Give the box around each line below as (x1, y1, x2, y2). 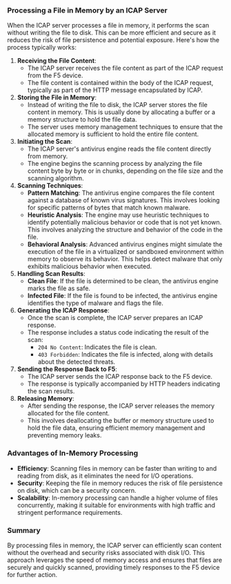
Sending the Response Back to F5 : (17, 365, 117, 373)
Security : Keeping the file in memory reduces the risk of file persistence (17, 479, 223, 487)
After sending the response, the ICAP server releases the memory (27, 402, 215, 410)
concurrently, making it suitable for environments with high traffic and (17, 500, 216, 509)
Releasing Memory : (17, 395, 74, 403)
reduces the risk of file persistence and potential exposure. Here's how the (7, 36, 219, 44)
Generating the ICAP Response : (17, 306, 110, 314)
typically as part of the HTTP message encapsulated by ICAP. (27, 86, 203, 95)
